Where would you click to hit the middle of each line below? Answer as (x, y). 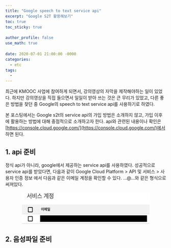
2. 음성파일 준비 (29, 240)
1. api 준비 (21, 152)
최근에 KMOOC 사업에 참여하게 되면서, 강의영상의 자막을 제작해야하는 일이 (79, 92)
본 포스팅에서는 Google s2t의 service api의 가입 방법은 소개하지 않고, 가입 (79, 115)
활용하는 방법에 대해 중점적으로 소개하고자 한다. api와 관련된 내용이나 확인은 (86, 121)
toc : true (16, 21)
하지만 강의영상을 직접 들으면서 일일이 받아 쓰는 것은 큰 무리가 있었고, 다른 (86, 98)
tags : (11, 70)
